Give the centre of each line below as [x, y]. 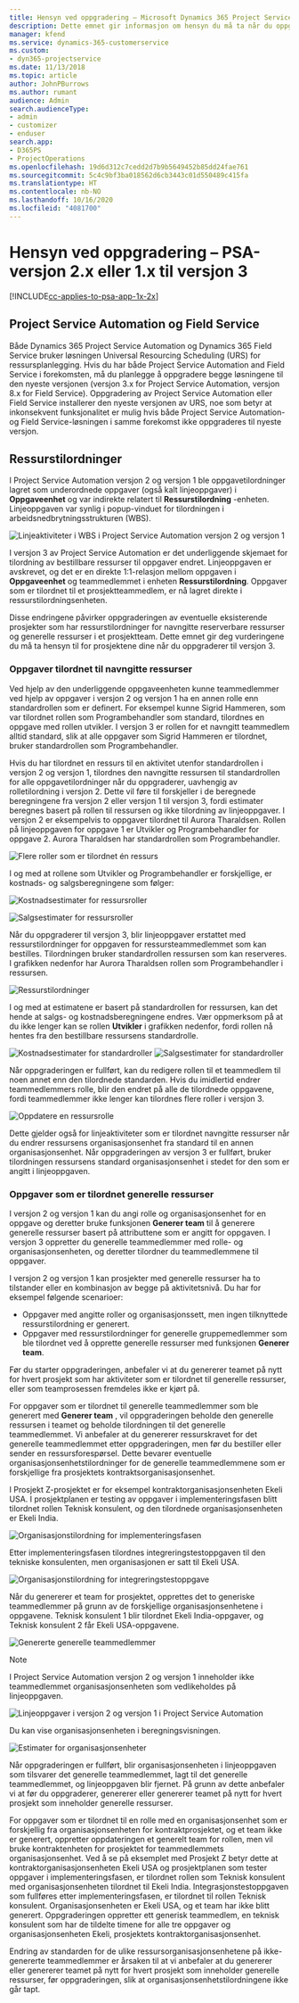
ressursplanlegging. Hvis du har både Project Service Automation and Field [147, 364]
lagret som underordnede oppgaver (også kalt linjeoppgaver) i [123, 490]
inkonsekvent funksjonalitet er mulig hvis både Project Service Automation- [147, 412]
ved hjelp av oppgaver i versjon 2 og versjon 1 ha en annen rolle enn [134, 698]
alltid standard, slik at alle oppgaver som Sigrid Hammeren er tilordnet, [138, 736]
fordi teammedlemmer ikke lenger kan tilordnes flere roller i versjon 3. [137, 1098]
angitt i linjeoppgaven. [50, 1171]
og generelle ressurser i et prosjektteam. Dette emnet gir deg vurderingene [147, 637]
